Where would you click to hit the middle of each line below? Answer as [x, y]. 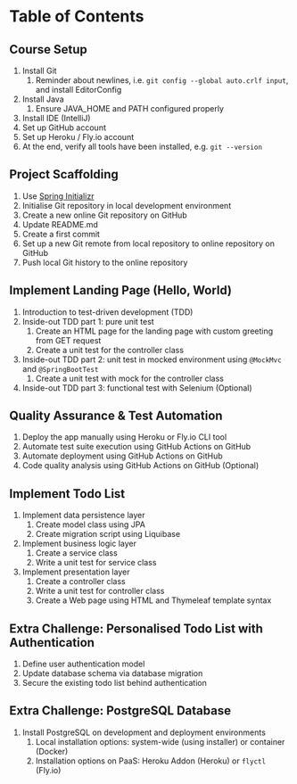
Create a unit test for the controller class [110, 350]
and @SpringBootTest [60, 368]
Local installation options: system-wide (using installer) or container [160, 741]
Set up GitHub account [64, 128]
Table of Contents [77, 17]
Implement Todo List [67, 494]
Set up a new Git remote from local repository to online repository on [148, 243]
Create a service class [76, 553]
